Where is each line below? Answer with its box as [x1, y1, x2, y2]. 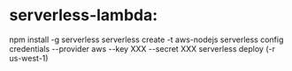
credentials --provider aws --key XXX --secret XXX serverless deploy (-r [9, 43, 276, 53]
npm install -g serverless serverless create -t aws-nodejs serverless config [9, 34, 284, 45]
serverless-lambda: [9, 5, 158, 25]
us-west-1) [9, 53, 49, 63]
